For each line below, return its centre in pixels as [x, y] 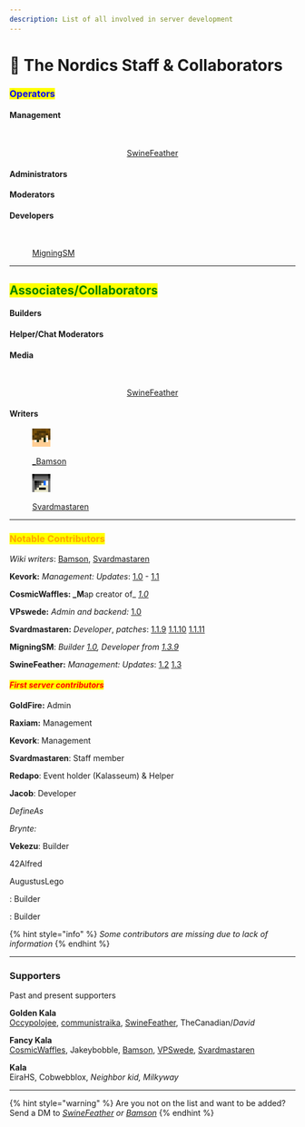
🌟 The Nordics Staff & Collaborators [146, 65]
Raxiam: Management [51, 723]
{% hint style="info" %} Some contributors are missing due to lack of [139, 934]
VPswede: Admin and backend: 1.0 [76, 611]
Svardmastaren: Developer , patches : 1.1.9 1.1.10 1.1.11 [108, 629]
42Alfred [26, 864]
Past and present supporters [63, 995]
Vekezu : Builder [39, 845]
